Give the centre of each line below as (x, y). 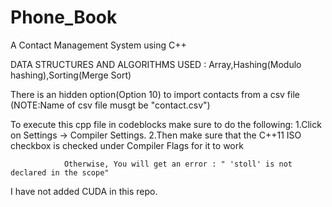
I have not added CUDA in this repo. (84, 191)
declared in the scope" (60, 172)
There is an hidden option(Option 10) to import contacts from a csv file (155, 94)
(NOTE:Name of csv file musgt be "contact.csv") (110, 105)
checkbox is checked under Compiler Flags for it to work (127, 145)
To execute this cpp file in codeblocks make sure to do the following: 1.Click (166, 124)
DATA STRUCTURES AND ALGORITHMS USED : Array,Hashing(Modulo (156, 64)
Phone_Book (64, 17)
